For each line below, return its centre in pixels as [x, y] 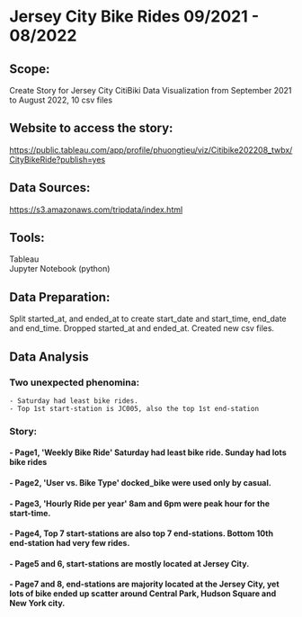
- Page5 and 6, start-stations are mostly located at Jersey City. [129, 563]
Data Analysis [49, 357]
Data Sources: [50, 188]
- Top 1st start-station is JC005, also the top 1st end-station [134, 408]
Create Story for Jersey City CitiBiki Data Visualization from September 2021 [151, 90]
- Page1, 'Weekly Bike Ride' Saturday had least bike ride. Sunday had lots [148, 452]
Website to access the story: [91, 128]
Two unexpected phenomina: [75, 382]
